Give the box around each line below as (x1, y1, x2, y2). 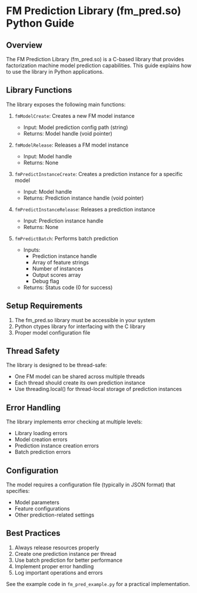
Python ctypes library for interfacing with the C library (14, 323, 146, 330)
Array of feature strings (32, 259, 89, 266)
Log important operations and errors (14, 569, 103, 576)
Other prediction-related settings (14, 511, 95, 519)
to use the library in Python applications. (6, 68, 104, 75)
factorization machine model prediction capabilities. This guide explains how (6, 62, 192, 69)
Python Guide (6, 16, 75, 30)
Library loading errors (14, 430, 68, 437)
